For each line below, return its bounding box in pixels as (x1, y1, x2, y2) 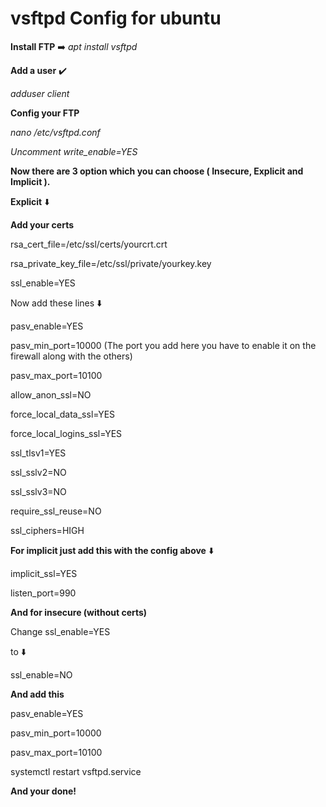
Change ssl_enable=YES (10, 625, 111, 637)
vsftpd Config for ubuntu (10, 7, 222, 30)
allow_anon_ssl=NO (10, 388, 92, 401)
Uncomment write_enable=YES (10, 145, 138, 157)
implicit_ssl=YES (10, 567, 78, 579)
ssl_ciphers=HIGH (10, 524, 85, 536)
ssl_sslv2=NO (10, 466, 67, 478)
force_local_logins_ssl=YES (10, 427, 123, 439)
